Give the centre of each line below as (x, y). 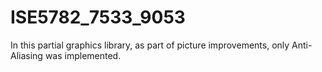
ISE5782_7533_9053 (98, 17)
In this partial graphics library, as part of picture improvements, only (150, 45)
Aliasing (26, 55)
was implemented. (83, 55)
